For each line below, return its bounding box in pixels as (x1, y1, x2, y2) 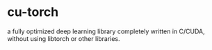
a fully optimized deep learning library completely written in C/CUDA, (7, 27, 205, 35)
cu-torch (7, 4, 59, 20)
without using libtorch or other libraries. (7, 34, 120, 42)
